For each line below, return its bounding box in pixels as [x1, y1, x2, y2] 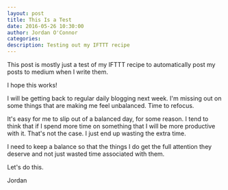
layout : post [7, 10, 45, 17]
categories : [7, 36, 41, 42]
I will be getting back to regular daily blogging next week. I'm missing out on [7, 94, 222, 103]
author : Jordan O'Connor [7, 29, 78, 36]
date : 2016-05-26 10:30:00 [7, 23, 84, 29]
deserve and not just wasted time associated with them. [7, 150, 165, 158]
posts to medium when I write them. [7, 68, 108, 76]
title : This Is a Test [7, 16, 72, 23]
